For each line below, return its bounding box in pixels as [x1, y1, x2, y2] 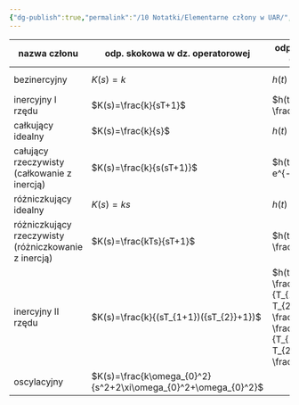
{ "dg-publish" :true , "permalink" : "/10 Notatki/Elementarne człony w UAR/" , [9, 12, 293, 22]
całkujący [13, 119, 54, 131]
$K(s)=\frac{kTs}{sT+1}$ [91, 235, 196, 247]
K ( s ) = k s [91, 198, 131, 211]
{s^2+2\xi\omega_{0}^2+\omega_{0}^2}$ [91, 381, 264, 393]
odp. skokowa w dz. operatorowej [104, 46, 251, 59]
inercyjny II [13, 305, 60, 318]
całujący [13, 145, 49, 157]
